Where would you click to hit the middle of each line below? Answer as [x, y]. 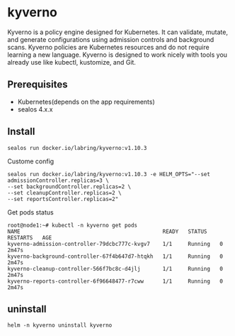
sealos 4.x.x [35, 109]
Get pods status [31, 212]
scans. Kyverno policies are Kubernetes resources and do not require [109, 47]
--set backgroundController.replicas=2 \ [69, 186]
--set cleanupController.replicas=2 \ [64, 193]
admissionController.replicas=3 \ [58, 180]
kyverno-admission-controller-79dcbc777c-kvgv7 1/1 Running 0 [115, 244]
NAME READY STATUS [107, 232]
